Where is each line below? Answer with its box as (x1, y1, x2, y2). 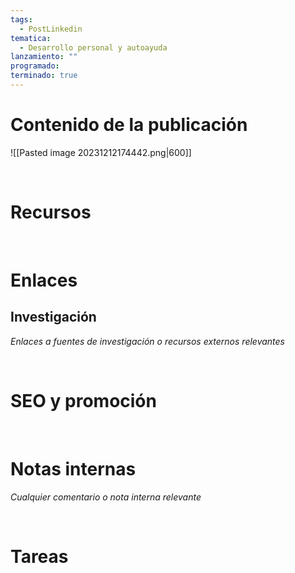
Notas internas (10, 457, 137, 480)
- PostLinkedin (19, 24, 83, 34)
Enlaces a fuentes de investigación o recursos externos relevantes (10, 335, 285, 347)
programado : (10, 61, 60, 71)
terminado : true (10, 71, 78, 81)
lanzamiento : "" (10, 52, 78, 62)
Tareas (10, 545, 69, 568)
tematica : (10, 33, 52, 43)
